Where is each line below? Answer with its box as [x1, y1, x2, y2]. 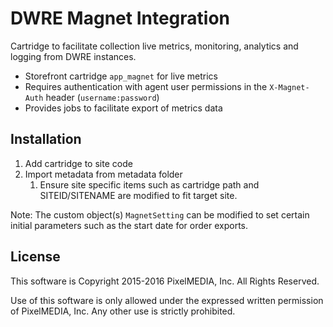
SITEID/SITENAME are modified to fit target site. [39, 189, 238, 201]
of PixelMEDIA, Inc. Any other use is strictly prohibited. [10, 305, 236, 317]
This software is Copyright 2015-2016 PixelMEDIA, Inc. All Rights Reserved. [10, 275, 320, 287]
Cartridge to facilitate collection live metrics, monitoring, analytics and [10, 40, 299, 52]
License [10, 248, 61, 266]
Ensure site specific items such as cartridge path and [39, 178, 260, 191]
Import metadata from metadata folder [24, 168, 183, 180]
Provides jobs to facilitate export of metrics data [24, 102, 223, 114]
